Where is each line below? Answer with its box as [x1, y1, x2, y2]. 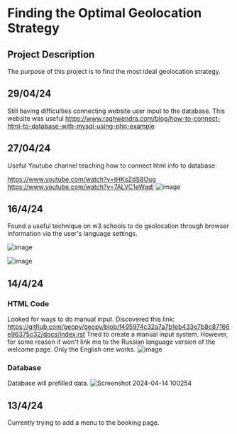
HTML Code [7, 298, 50, 308]
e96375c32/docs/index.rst [7, 330, 85, 339]
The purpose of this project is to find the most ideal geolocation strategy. [7, 67, 221, 75]
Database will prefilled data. [7, 379, 89, 388]
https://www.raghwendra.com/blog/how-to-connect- [65, 114, 221, 122]
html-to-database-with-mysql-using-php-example [7, 121, 155, 130]
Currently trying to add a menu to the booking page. [7, 418, 160, 427]
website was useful [7, 114, 64, 122]
